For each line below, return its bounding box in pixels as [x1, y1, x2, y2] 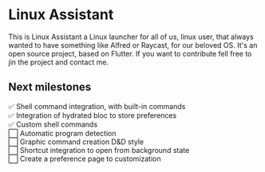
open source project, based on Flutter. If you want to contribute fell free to [8, 49, 252, 58]
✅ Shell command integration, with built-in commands [8, 101, 186, 111]
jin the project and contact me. [8, 57, 109, 67]
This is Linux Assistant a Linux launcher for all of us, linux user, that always [8, 32, 254, 41]
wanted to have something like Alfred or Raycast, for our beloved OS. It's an [8, 40, 258, 49]
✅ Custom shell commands [8, 119, 98, 129]
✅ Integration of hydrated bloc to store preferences [8, 110, 177, 120]
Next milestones [8, 80, 92, 94]
